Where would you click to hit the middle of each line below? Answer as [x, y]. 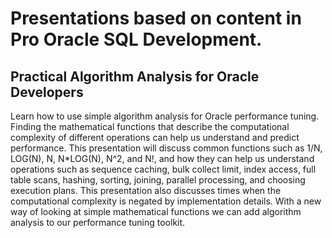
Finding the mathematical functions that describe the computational [150, 126]
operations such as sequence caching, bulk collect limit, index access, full [163, 169]
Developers [47, 92]
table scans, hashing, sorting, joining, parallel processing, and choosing [158, 180]
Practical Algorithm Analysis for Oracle [135, 76]
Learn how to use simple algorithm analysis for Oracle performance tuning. [165, 116]
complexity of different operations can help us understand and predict [155, 137]
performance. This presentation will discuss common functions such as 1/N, [166, 148]
